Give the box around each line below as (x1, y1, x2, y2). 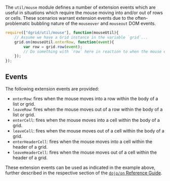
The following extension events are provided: (5, 85, 100, 92)
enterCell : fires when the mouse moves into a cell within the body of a (12, 117, 160, 123)
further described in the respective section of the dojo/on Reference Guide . (5, 169, 162, 176)
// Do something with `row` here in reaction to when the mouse (23, 49, 162, 54)
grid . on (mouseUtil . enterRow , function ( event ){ (14, 39, 114, 44)
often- (135, 15, 148, 21)
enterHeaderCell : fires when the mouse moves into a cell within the (12, 139, 153, 145)
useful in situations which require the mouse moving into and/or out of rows (5, 10, 163, 16)
